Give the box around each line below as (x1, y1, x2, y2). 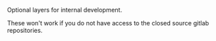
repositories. (7, 27, 43, 34)
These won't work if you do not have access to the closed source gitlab (7, 19, 209, 27)
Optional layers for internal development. (7, 6, 122, 14)
